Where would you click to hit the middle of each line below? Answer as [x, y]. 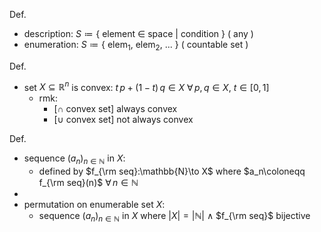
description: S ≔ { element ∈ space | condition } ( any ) [138, 33]
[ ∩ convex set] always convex [115, 109]
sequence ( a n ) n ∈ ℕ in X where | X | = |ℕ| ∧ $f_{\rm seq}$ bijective [174, 217]
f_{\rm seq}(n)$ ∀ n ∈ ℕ [88, 183]
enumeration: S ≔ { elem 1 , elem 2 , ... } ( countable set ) [136, 46]
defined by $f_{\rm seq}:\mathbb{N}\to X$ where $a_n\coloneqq [172, 171]
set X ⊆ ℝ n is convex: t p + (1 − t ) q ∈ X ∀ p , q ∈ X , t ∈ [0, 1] [146, 86]
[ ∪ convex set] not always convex [123, 120]
